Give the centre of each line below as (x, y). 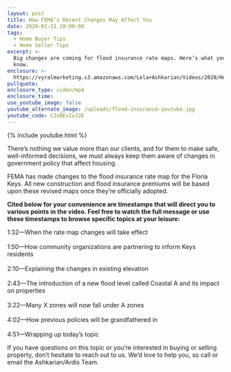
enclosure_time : (30, 97)
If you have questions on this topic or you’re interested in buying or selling (112, 347)
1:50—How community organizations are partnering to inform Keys (101, 246)
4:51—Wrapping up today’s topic (53, 334)
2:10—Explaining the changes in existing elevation (78, 268)
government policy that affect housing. (62, 163)
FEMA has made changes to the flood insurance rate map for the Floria (108, 176)
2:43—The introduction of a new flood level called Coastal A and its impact (113, 283)
